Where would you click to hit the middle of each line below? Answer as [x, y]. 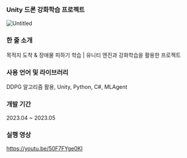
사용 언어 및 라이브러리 [38, 72]
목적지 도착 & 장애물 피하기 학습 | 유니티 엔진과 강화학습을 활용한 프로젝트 [94, 55]
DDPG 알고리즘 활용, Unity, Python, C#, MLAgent [67, 86]
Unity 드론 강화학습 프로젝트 [46, 9]
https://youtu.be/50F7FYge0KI [45, 149]
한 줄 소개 [19, 40]
